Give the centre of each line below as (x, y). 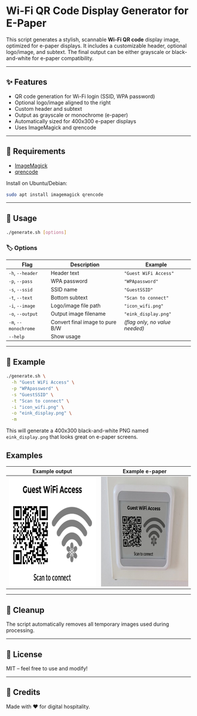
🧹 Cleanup (26, 610)
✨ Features (27, 82)
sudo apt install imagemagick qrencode (55, 195)
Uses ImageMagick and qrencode (55, 127)
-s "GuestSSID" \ (33, 395)
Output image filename (78, 314)
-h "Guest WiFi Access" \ (43, 382)
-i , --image (22, 306)
